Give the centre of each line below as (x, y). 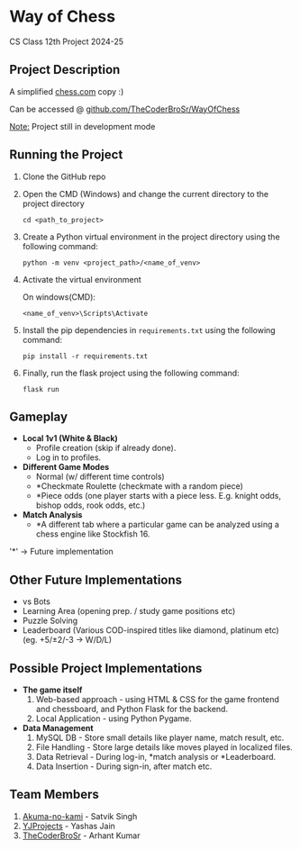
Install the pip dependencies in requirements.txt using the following (149, 330)
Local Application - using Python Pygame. (114, 718)
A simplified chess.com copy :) (67, 91)
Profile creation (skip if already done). (106, 448)
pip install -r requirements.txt (85, 356)
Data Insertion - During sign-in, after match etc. (124, 766)
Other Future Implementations (96, 579)
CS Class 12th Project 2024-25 (67, 41)
